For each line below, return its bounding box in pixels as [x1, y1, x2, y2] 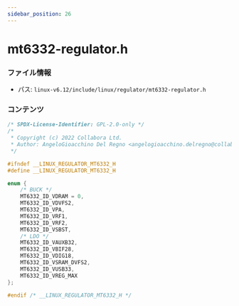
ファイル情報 [7, 67, 52, 77]
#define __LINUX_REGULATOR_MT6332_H [7, 167, 116, 174]
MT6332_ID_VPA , [20, 207, 65, 214]
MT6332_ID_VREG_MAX [20, 272, 78, 279]
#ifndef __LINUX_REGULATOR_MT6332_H [7, 160, 116, 168]
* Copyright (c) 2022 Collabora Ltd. [10, 134, 122, 142]
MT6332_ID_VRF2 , [20, 219, 69, 226]
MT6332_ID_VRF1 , [20, 212, 69, 220]
